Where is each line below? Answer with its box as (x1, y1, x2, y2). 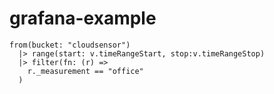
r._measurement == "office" (27, 66, 144, 76)
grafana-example (9, 7, 157, 30)
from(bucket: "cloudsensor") (9, 40, 131, 50)
